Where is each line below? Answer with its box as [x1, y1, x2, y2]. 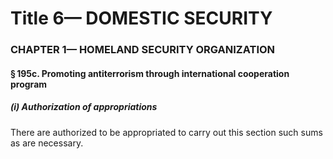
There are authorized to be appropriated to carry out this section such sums [10, 126, 323, 138]
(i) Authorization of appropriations [10, 101, 158, 113]
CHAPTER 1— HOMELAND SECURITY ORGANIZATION [10, 43, 276, 57]
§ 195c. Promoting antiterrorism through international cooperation [10, 67, 290, 79]
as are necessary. [10, 137, 84, 149]
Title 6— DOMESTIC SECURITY [10, 7, 273, 30]
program [10, 78, 48, 90]
